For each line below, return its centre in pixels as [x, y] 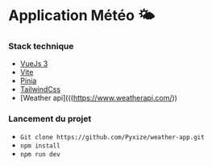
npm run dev [40, 154]
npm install [40, 146]
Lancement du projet [50, 119]
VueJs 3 [34, 64]
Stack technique [41, 47]
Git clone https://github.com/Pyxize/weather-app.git [112, 137]
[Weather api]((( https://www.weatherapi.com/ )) [98, 98]
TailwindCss [40, 89]
